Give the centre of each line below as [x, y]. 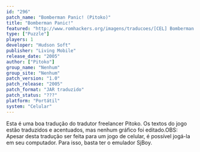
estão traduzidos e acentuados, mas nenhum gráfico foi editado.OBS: [92, 130]
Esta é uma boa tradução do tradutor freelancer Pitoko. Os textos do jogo [97, 123]
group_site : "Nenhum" [33, 73]
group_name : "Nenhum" [33, 67]
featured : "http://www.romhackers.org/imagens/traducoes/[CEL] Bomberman [100, 28]
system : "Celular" [29, 106]
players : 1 [20, 39]
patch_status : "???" [32, 95]
